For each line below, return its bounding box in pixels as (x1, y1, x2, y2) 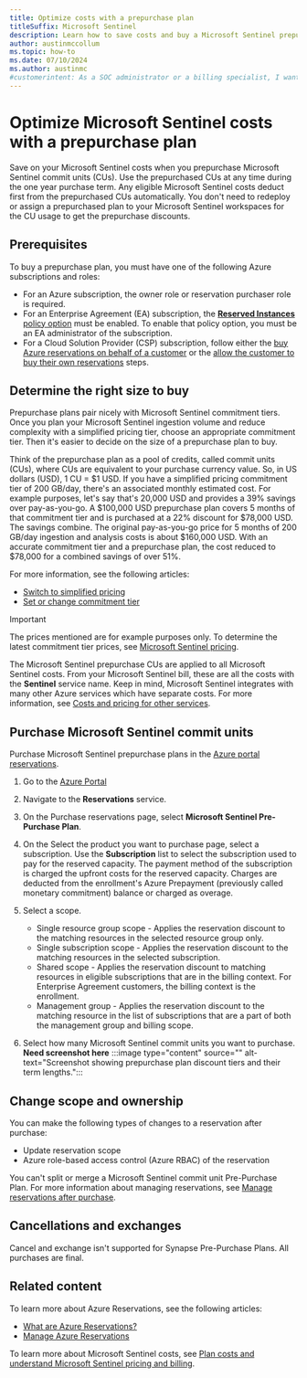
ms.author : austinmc (9, 65, 89, 74)
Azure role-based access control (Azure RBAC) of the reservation (22, 1154, 270, 1165)
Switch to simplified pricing (22, 587, 126, 598)
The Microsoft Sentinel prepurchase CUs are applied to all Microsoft (9, 659, 266, 670)
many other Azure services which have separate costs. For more (9, 688, 253, 699)
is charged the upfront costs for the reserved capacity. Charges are (22, 868, 278, 879)
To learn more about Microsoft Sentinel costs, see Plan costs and (9, 1348, 255, 1359)
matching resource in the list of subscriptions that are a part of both (36, 1011, 291, 1022)
